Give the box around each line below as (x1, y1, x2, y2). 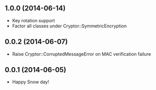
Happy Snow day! (12, 79, 49, 85)
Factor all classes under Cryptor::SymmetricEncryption (12, 23, 127, 29)
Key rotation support (12, 17, 55, 23)
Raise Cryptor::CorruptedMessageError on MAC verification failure (12, 51, 151, 57)
